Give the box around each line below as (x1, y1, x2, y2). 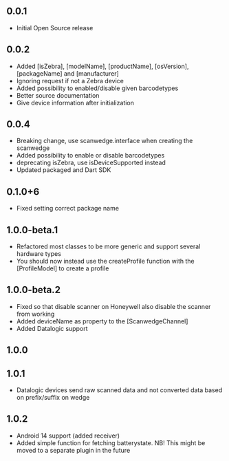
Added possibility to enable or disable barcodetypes (16, 151, 165, 160)
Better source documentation (16, 91, 100, 99)
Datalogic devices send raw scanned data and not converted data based (16, 386, 223, 394)
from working (16, 310, 55, 318)
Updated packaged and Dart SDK (16, 166, 111, 174)
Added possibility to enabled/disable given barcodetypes (16, 84, 179, 92)
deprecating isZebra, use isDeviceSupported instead (16, 158, 166, 167)
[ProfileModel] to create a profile (16, 264, 109, 272)
